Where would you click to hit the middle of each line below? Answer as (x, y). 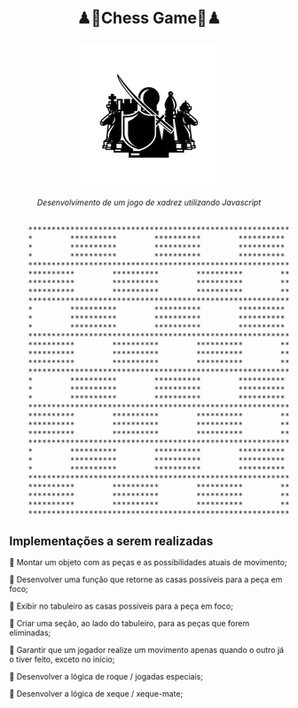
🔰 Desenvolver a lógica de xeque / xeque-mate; (96, 694)
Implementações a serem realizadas (111, 541)
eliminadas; (30, 633)
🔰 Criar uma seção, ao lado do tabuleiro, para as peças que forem (129, 624)
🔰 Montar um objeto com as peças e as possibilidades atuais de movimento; (148, 562)
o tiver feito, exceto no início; (62, 659)
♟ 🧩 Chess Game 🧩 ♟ (149, 18)
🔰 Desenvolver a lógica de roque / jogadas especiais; (106, 677)
